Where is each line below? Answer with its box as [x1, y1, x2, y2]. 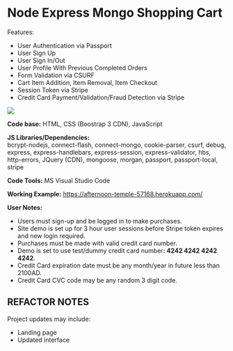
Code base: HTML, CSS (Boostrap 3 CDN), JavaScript [7, 120, 163, 128]
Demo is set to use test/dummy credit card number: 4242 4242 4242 [17, 246, 218, 255]
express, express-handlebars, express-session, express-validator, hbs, [7, 148, 211, 156]
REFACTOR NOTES [7, 296, 89, 308]
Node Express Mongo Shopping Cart [7, 5, 223, 21]
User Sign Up [17, 49, 56, 57]
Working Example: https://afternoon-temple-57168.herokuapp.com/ [7, 189, 203, 198]
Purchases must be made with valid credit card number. [17, 239, 177, 247]
